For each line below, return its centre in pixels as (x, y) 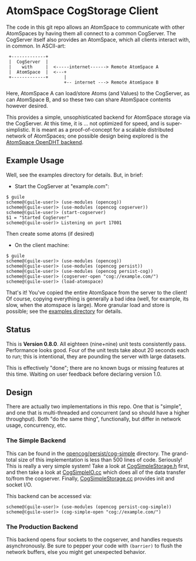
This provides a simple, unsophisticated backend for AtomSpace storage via (98, 117)
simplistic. (18, 129)
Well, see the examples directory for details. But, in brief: (75, 175)
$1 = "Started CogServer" (38, 218)
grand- (180, 453)
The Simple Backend (36, 440)
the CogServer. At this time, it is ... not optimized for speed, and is (86, 123)
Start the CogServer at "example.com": (62, 186)
